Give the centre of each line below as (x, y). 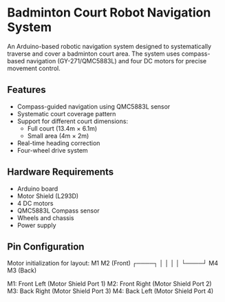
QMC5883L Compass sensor (58, 211)
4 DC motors (35, 203)
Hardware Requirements (61, 172)
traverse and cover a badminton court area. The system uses (94, 54)
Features (26, 90)
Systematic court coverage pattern (66, 114)
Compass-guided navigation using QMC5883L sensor (94, 106)
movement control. (34, 68)
